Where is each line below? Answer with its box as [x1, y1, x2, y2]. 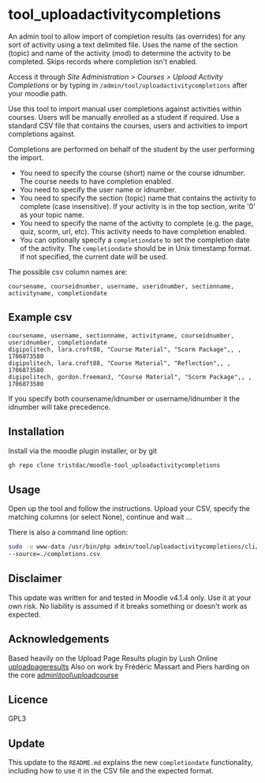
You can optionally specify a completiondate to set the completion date [19, 235, 250, 244]
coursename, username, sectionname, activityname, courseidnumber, [8, 331, 235, 340]
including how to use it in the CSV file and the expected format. [8, 766, 215, 776]
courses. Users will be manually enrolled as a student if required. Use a [8, 112, 240, 121]
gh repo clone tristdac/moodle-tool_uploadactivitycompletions [8, 461, 221, 469]
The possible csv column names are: [8, 267, 128, 277]
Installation [8, 425, 65, 438]
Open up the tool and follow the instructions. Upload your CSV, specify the [8, 504, 250, 513]
